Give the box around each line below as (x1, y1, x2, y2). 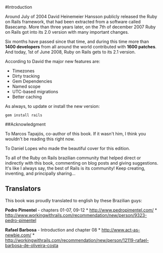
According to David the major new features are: (5, 59, 101, 64)
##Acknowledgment (5, 122, 46, 127)
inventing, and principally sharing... (5, 170, 76, 176)
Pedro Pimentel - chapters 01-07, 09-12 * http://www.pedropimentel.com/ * (5, 207, 157, 213)
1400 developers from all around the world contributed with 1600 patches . (5, 44, 157, 49)
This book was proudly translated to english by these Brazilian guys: (5, 197, 143, 203)
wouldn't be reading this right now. (5, 136, 75, 142)
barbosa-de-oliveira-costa (5, 242, 59, 248)
